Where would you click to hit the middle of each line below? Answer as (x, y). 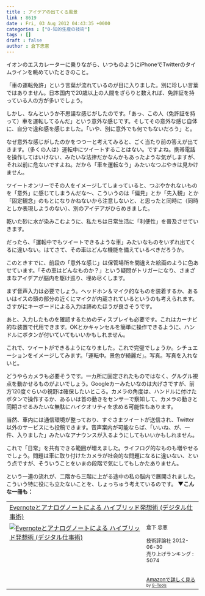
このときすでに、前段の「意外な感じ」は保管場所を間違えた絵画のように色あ (103, 262)
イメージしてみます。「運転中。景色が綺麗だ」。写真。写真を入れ (113, 355)
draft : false (24, 40)
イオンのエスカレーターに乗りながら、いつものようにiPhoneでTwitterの (96, 64)
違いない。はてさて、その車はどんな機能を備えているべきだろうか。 (102, 249)
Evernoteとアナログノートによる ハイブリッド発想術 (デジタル (98, 507)
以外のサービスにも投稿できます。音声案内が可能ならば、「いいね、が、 (95, 427)
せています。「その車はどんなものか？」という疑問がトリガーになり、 (93, 270)
